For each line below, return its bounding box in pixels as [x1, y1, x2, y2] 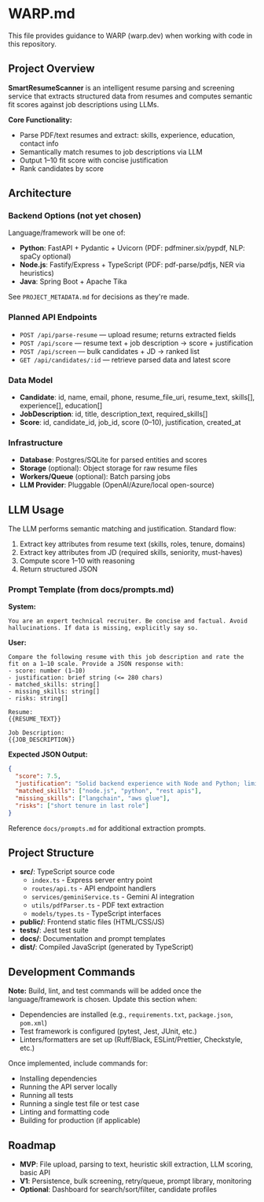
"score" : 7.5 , [15, 772, 61, 780]
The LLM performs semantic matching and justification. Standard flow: [8, 524, 236, 534]
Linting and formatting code [19, 1107, 110, 1117]
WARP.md [8, 5, 76, 23]
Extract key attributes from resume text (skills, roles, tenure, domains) [19, 539, 246, 549]
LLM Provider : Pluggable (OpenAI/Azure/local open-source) [19, 480, 214, 489]
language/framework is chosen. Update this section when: [8, 995, 198, 1004]
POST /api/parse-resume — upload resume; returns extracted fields [19, 329, 236, 339]
